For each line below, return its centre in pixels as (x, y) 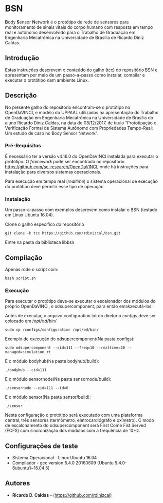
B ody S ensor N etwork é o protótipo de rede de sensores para (67, 22)
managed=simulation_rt (28, 352)
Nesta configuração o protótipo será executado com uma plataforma (74, 415)
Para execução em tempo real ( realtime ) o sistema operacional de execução (81, 181)
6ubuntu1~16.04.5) (31, 468)
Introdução (22, 58)
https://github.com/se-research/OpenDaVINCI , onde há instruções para (77, 167)
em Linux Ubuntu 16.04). (30, 215)
